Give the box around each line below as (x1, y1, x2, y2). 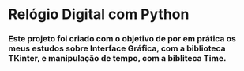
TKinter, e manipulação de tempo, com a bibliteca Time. (8, 53, 227, 64)
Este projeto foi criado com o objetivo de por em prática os (8, 34, 237, 44)
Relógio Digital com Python (8, 5, 190, 23)
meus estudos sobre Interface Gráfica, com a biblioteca (8, 43, 227, 54)
